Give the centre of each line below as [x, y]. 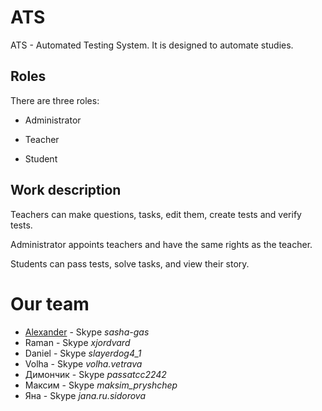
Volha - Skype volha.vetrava [83, 363]
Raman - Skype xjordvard [77, 342]
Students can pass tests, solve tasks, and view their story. [130, 263]
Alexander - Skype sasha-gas [87, 332]
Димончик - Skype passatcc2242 [95, 374]
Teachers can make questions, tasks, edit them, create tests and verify [156, 214]
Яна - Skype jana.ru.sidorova [85, 395]
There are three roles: [55, 100]
